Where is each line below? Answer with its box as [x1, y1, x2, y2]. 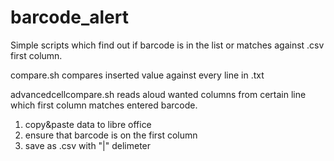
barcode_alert [10, 6, 129, 29]
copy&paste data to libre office [24, 118, 152, 130]
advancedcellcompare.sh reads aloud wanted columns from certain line [10, 88, 307, 100]
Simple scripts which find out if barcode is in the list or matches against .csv [10, 39, 325, 51]
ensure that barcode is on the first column [24, 129, 198, 141]
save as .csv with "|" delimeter [24, 139, 152, 151]
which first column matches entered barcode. [10, 99, 198, 111]
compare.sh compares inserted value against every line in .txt [10, 69, 265, 81]
